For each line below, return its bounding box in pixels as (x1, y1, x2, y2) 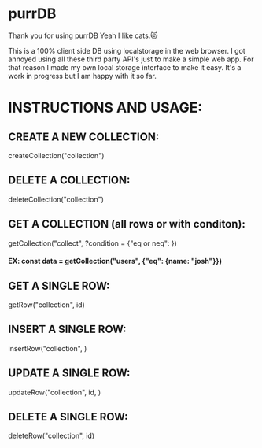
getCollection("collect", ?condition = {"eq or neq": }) (8, 238, 177, 248)
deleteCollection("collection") (8, 194, 105, 204)
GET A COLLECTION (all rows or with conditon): (8, 217, 246, 231)
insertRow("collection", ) (8, 343, 87, 353)
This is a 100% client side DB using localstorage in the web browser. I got (8, 46, 245, 55)
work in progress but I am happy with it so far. (8, 71, 157, 80)
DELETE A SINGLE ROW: (8, 410, 128, 424)
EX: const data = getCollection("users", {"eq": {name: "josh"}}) (8, 257, 223, 266)
